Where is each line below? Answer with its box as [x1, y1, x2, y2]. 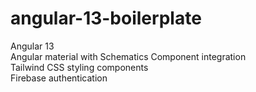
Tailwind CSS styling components [10, 61, 149, 73]
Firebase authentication [10, 72, 108, 84]
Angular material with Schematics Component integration [10, 50, 247, 62]
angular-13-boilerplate [10, 7, 202, 30]
